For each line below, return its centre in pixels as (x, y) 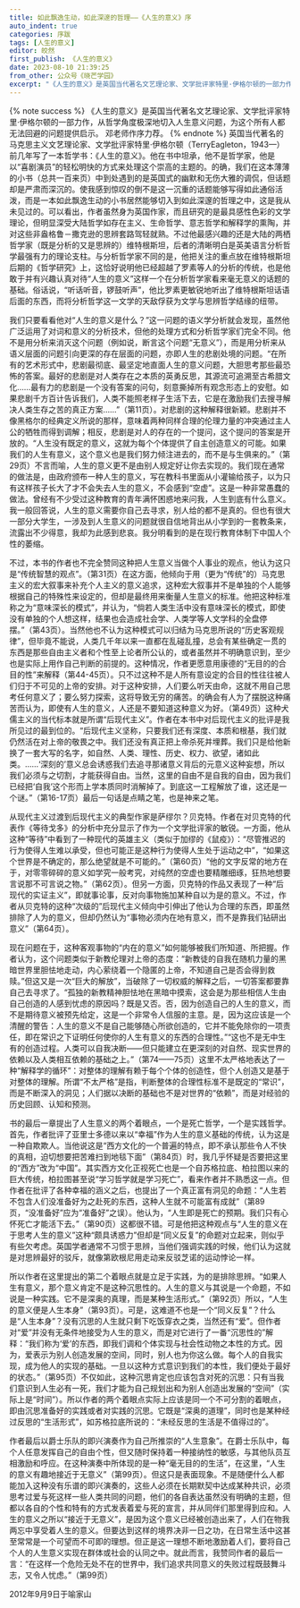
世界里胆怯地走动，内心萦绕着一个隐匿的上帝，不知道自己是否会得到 (142, 970)
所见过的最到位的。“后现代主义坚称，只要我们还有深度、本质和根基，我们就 (148, 730)
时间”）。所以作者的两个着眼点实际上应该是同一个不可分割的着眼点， (161, 1399)
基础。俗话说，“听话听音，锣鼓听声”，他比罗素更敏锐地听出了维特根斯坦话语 (150, 289)
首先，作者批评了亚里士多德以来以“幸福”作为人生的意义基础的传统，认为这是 (150, 1134)
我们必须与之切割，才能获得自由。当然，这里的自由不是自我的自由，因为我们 (150, 775)
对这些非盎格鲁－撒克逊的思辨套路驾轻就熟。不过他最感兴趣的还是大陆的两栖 (150, 234)
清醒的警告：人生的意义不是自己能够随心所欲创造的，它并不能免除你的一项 (146, 1025)
